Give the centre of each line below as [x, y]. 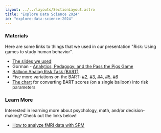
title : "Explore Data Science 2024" [42, 14]
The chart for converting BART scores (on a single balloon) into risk [80, 82]
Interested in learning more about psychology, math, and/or [65, 110]
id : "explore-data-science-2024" [39, 19]
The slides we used [32, 61]
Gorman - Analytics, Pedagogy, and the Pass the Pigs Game [73, 66]
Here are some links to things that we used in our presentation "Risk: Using [81, 46]
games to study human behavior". [39, 51]
